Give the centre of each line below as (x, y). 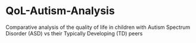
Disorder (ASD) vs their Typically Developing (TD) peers (74, 33)
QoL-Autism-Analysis (60, 11)
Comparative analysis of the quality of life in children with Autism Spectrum (98, 27)
